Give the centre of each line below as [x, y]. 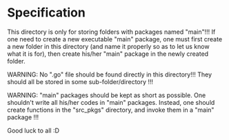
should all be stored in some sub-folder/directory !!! [80, 81]
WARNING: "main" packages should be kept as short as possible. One [107, 95]
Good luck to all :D [33, 130]
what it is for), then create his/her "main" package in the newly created [108, 54]
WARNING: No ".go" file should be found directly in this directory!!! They [110, 74]
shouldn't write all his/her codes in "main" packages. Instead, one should [111, 102]
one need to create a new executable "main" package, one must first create [115, 39]
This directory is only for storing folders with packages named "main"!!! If [111, 32]
